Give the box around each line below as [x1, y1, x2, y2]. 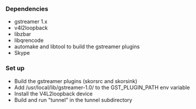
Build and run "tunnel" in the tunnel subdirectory [14, 96, 133, 103]
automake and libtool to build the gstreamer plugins [14, 43, 140, 50]
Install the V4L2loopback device [14, 90, 93, 97]
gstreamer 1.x [14, 18, 48, 25]
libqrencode [14, 37, 44, 44]
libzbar [14, 31, 31, 38]
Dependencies [5, 5, 49, 13]
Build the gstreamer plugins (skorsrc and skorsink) [14, 77, 137, 84]
